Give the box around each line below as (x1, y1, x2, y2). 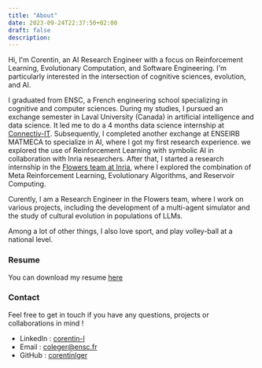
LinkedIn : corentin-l (19, 333, 85, 343)
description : (8, 33, 51, 42)
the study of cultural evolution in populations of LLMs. (8, 211, 183, 221)
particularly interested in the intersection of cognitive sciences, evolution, (8, 72, 246, 81)
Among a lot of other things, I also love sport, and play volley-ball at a (8, 226, 234, 236)
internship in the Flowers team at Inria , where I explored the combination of (8, 162, 252, 172)
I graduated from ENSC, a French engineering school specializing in (8, 95, 228, 105)
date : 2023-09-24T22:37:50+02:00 (8, 19, 118, 27)
